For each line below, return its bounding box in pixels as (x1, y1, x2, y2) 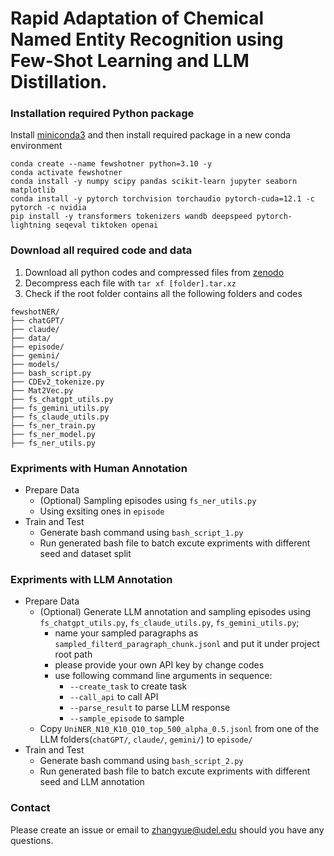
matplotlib (10, 185, 56, 196)
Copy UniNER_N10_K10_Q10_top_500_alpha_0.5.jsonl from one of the (39, 723, 320, 735)
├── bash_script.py (10, 368, 92, 378)
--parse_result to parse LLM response (69, 702, 231, 714)
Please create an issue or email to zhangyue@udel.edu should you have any (10, 823, 325, 836)
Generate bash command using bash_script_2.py (39, 755, 244, 767)
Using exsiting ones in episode (39, 505, 165, 517)
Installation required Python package (10, 107, 195, 121)
